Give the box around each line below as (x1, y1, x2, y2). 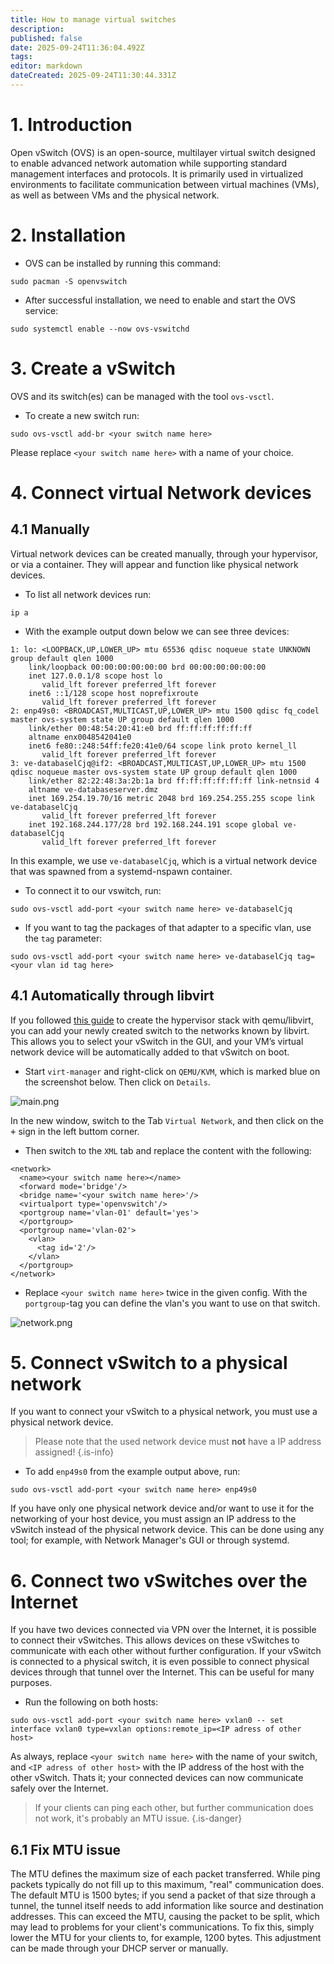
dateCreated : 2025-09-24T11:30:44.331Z (10, 71, 177, 81)
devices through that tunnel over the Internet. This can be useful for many (10, 1666, 315, 1678)
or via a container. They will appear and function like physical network (10, 558, 299, 570)
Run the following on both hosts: (24, 1696, 159, 1708)
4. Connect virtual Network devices (10, 481, 312, 504)
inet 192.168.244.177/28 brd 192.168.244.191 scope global (28, 819, 280, 830)
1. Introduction (10, 114, 133, 136)
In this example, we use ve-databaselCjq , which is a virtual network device (10, 854, 318, 866)
